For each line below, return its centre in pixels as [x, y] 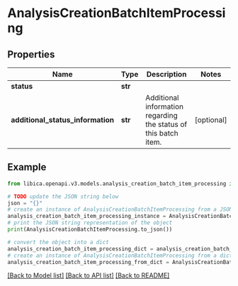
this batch [161, 133]
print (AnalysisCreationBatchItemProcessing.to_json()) [90, 230]
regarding [161, 115]
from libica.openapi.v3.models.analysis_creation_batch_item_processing [117, 183]
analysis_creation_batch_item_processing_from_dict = [89, 262]
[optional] [211, 120]
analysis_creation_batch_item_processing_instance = [87, 216]
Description [166, 74]
